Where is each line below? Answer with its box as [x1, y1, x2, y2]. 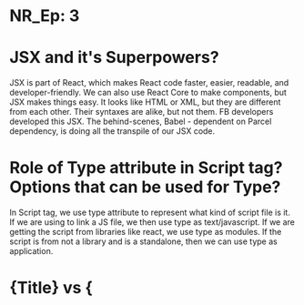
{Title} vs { [9, 278, 93, 299]
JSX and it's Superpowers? [9, 47, 220, 68]
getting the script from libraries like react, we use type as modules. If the [9, 227, 282, 238]
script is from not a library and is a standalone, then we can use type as [9, 236, 278, 247]
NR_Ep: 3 [9, 5, 80, 26]
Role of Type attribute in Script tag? [9, 158, 283, 178]
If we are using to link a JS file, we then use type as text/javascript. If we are [9, 217, 296, 228]
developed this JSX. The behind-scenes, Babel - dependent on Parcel [9, 116, 272, 127]
